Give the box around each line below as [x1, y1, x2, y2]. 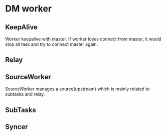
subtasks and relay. [5, 91, 45, 97]
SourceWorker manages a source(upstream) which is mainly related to [5, 86, 150, 92]
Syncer [5, 123, 28, 131]
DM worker [5, 3, 52, 14]
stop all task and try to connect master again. [5, 41, 98, 47]
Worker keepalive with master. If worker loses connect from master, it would [5, 36, 162, 42]
